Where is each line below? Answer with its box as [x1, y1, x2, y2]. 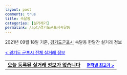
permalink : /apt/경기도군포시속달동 [5, 25, 71, 30]
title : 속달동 [5, 16, 31, 21]
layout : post [5, 7, 32, 12]
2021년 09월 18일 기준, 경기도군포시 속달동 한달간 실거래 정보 [5, 39, 122, 45]
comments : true [5, 12, 36, 17]
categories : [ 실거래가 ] [5, 20, 50, 26]
